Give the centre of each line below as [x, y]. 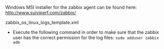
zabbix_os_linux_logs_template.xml [42, 22]
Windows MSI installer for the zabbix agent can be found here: [71, 7]
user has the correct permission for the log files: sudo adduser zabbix [86, 38]
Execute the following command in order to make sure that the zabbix [86, 32]
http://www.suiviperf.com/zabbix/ [41, 13]
